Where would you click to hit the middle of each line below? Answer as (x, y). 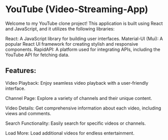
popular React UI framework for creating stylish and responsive (72, 44)
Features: (21, 71)
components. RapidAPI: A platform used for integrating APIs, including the (83, 49)
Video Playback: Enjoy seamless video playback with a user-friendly (77, 83)
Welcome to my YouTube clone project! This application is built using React (84, 23)
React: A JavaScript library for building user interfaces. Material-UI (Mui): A (84, 39)
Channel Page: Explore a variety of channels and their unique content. (79, 98)
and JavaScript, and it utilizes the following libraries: (60, 28)
